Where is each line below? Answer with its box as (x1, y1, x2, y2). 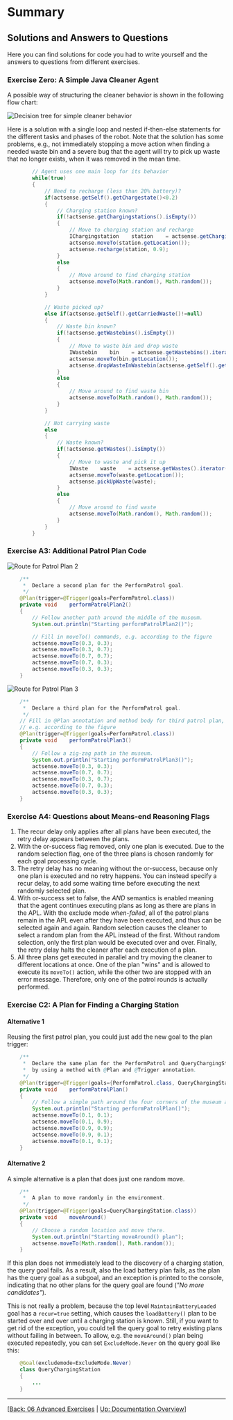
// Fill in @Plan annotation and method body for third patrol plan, (19, 717, 225, 724)
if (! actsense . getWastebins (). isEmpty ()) (56, 330, 175, 337)
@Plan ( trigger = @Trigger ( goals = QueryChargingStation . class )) (19, 1208, 197, 1215)
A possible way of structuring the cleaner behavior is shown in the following (7, 91, 224, 99)
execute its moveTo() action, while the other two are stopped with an (17, 968, 212, 976)
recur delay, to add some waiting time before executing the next (17, 879, 200, 888)
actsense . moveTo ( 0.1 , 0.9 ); (32, 1118, 113, 1126)
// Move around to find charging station (69, 272, 191, 279)
